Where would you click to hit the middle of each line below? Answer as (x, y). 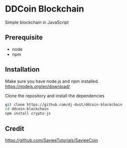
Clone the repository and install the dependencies (55, 96)
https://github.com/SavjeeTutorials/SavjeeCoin (52, 140)
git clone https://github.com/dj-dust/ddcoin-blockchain (64, 104)
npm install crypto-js (28, 114)
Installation (22, 69)
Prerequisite (24, 37)
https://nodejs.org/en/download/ (38, 86)
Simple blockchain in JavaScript (37, 22)
